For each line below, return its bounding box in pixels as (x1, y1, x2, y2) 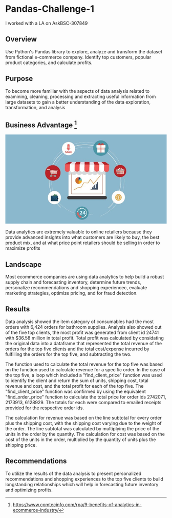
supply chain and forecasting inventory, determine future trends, (5, 279, 142, 285)
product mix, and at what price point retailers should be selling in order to (5, 240, 160, 246)
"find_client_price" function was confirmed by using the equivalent (5, 388, 146, 394)
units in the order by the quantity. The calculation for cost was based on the (5, 431, 165, 437)
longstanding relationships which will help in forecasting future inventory (5, 481, 159, 487)
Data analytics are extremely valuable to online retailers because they (5, 229, 152, 235)
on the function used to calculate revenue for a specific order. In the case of (5, 366, 166, 372)
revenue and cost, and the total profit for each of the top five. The (5, 383, 144, 389)
